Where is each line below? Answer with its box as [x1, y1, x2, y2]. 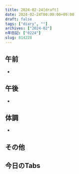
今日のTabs [5, 161, 41, 170]
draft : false [5, 16, 32, 21]
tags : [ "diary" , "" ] [5, 21, 48, 26]
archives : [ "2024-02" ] [5, 26, 52, 31]
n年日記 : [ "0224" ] [5, 30, 41, 35]
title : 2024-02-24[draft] [5, 7, 59, 12]
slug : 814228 [5, 35, 32, 40]
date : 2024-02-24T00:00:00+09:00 [5, 12, 75, 17]
